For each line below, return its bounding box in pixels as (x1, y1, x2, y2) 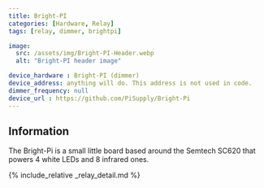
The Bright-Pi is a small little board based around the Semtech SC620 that (8, 146, 256, 155)
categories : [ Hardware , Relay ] (8, 20, 115, 28)
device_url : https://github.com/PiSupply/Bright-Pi (8, 94, 191, 103)
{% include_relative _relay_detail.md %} (8, 170, 141, 180)
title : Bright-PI (8, 11, 67, 20)
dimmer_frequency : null (8, 86, 89, 94)
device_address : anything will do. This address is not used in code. (8, 79, 253, 87)
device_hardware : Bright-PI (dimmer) (8, 72, 140, 80)
